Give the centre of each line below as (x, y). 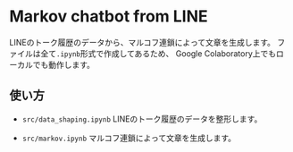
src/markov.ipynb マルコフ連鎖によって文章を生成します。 (129, 138)
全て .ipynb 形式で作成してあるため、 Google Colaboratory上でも (158, 53)
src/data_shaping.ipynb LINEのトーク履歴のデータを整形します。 (142, 119)
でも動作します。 (64, 64)
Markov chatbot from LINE (109, 17)
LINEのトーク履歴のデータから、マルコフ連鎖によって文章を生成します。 (142, 42)
